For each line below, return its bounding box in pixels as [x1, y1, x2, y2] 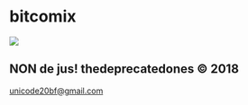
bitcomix [9, 6, 77, 27]
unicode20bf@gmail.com [9, 85, 104, 96]
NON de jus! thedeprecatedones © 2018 [9, 61, 239, 77]
